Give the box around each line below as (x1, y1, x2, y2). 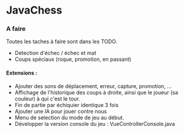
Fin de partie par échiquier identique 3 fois (14, 101, 119, 108)
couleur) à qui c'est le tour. (14, 95, 80, 102)
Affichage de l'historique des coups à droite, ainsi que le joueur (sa (14, 89, 179, 96)
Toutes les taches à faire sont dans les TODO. (6, 38, 117, 45)
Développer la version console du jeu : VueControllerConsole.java (14, 120, 176, 127)
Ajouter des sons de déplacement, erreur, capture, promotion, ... (14, 82, 172, 89)
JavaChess (6, 4, 63, 17)
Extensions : (6, 69, 37, 77)
